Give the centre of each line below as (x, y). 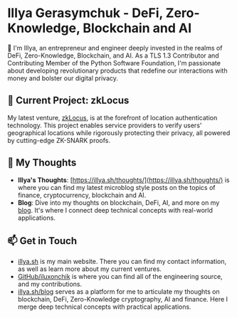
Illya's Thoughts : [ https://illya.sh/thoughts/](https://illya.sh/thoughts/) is (123, 180)
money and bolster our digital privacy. (63, 78)
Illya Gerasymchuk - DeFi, (85, 13)
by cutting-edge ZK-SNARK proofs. (59, 140)
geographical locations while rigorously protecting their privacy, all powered (119, 132)
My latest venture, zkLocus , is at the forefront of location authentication (112, 117)
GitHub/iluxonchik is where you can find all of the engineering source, (120, 277)
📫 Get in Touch (42, 241)
